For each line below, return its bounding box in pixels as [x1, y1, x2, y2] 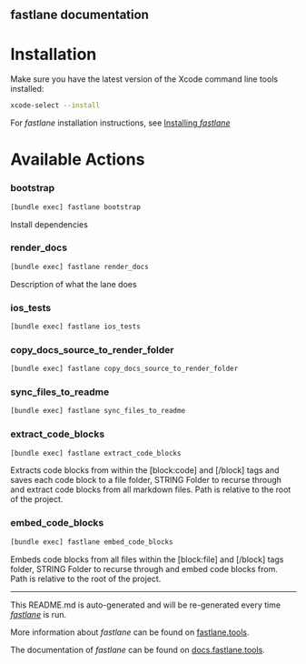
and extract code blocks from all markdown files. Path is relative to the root [10, 484, 291, 495]
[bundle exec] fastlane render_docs [10, 262, 149, 271]
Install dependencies [10, 218, 89, 230]
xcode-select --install [10, 101, 101, 110]
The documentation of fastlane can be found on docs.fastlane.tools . [10, 644, 266, 655]
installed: [10, 84, 44, 95]
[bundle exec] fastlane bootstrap [10, 202, 142, 212]
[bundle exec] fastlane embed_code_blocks [10, 537, 173, 547]
